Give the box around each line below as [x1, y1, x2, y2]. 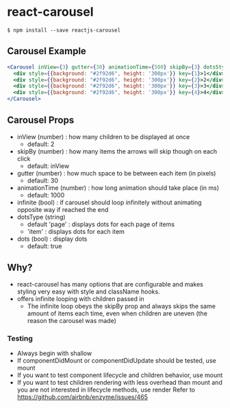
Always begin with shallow [16, 349, 92, 357]
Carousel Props [7, 115, 75, 126]
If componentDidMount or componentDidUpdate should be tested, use [16, 356, 217, 364]
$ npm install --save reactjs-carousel [7, 27, 121, 34]
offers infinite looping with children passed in [16, 294, 145, 302]
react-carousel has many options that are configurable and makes [16, 280, 203, 288]
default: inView [27, 162, 70, 170]
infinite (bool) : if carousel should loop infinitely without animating [16, 198, 202, 206]
